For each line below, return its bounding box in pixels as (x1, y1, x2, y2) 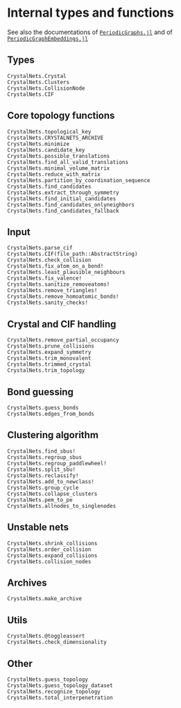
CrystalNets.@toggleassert (7, 633, 85, 640)
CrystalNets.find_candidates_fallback (7, 207, 119, 214)
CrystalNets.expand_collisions (7, 552, 98, 559)
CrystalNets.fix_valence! (7, 275, 82, 282)
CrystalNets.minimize (7, 140, 70, 147)
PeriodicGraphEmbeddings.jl (7, 35, 89, 42)
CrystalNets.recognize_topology (7, 689, 101, 695)
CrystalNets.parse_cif (7, 245, 73, 252)
